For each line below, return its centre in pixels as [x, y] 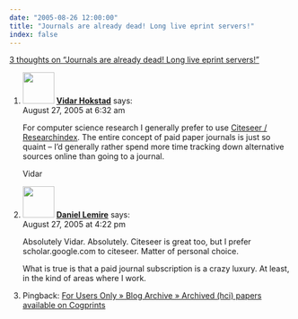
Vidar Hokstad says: [94, 101]
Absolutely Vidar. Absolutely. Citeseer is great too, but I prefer [136, 242]
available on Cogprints [64, 306]
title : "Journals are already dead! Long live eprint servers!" [132, 26]
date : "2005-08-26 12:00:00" [64, 18]
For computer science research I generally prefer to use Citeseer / [145, 128]
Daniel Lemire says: [93, 215]
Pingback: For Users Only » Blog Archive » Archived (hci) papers [142, 296]
